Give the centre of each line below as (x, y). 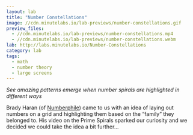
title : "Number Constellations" (47, 17)
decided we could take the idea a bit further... (63, 127)
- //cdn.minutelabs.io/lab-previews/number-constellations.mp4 (92, 34)
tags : (13, 56)
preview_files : (25, 28)
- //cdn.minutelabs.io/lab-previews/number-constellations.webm (94, 39)
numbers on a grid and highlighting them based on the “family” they (90, 114)
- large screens (32, 73)
